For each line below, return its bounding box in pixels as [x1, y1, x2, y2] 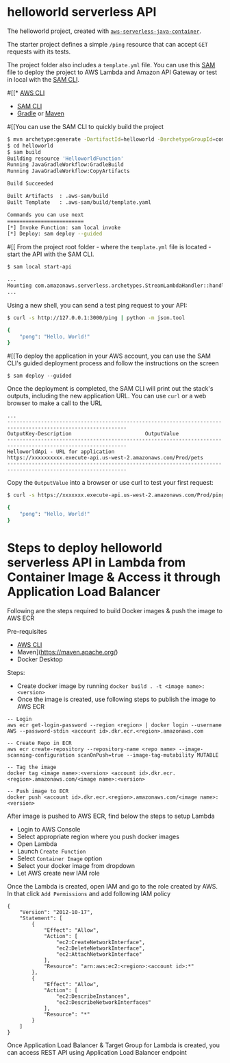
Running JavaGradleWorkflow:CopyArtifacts [7, 168, 130, 175]
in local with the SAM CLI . [7, 75, 80, 83]
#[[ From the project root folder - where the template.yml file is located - [7, 243, 212, 251]
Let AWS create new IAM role [16, 869, 101, 877]
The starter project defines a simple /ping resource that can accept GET [7, 40, 208, 48]
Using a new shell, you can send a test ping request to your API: [7, 301, 188, 309]
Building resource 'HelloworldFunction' [7, 155, 125, 162]
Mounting [7, 282, 32, 289]
